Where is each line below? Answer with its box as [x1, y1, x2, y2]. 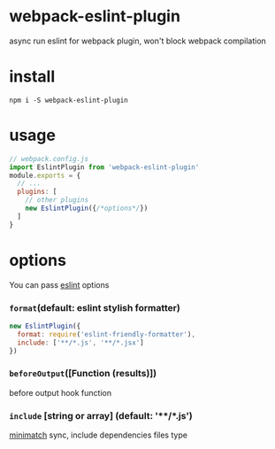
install [9, 66, 56, 87]
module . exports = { [9, 171, 81, 180]
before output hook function [9, 387, 112, 398]
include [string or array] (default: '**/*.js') [9, 409, 193, 422]
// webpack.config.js [9, 154, 89, 163]
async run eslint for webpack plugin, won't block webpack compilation [9, 35, 267, 46]
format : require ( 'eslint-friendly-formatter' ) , [17, 329, 196, 338]
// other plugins [25, 196, 89, 205]
